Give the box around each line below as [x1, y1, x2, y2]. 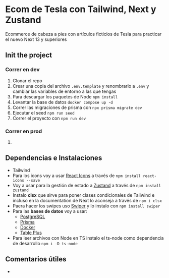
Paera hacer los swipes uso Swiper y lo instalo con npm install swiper [12, 203, 160, 209]
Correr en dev [5, 66, 40, 73]
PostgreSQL [20, 213, 45, 219]
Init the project [5, 51, 52, 60]
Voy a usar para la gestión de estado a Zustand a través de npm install [12, 182, 161, 188]
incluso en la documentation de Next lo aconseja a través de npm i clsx [12, 197, 162, 203]
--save [26, 178, 40, 183]
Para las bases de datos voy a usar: [12, 208, 87, 214]
